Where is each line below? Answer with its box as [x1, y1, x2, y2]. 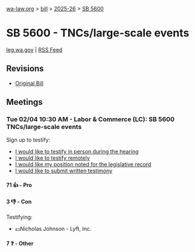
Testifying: [6, 213, 33, 221]
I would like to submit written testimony [14, 167, 113, 174]
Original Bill [14, 80, 44, 87]
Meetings [6, 97, 43, 107]
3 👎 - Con [6, 198, 32, 205]
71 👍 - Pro [6, 181, 32, 189]
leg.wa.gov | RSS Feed [6, 46, 63, 53]
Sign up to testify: [6, 136, 50, 143]
